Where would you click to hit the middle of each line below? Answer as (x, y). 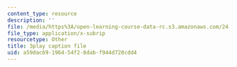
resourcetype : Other (38, 40)
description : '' (31, 20)
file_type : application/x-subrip (56, 33)
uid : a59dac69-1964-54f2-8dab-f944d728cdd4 (72, 53)
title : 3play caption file (47, 46)
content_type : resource (42, 14)
